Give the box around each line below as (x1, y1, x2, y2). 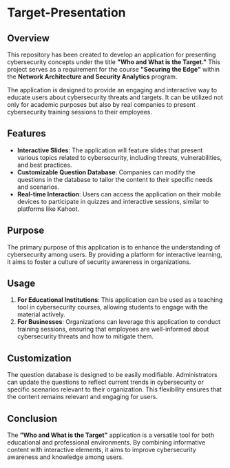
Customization (7, 352, 72, 364)
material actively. (17, 310, 65, 318)
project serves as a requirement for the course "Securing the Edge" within (7, 65, 220, 73)
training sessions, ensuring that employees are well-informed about (17, 325, 209, 334)
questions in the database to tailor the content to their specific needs (17, 175, 213, 183)
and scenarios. (17, 183, 60, 191)
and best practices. (17, 161, 72, 169)
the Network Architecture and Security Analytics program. (7, 72, 178, 81)
